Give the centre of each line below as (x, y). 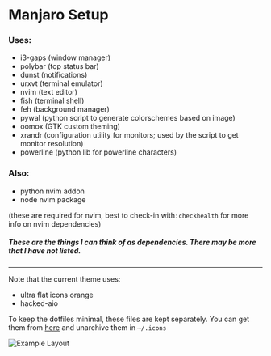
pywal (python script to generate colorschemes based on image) (127, 118)
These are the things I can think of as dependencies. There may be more (132, 242)
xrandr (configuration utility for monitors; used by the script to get (129, 135)
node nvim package (53, 199)
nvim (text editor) (49, 92)
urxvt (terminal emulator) (61, 83)
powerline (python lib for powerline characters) (98, 152)
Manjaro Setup (58, 15)
